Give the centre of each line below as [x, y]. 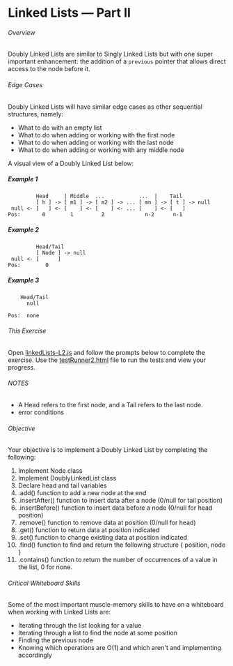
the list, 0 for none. [45, 567]
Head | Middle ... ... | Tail [109, 196]
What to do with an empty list [60, 128]
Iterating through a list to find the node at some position [98, 633]
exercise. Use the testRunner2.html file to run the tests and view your [107, 360]
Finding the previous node [55, 640]
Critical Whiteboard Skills [44, 583]
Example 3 [24, 280]
